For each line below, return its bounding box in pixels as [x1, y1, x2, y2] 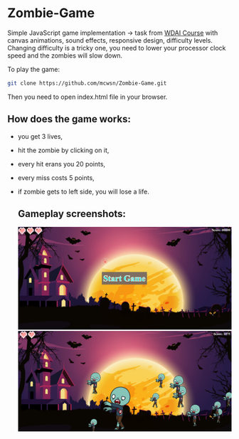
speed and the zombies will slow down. [7, 51, 123, 60]
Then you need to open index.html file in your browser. [7, 92, 168, 101]
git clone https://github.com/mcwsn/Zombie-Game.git [7, 80, 167, 87]
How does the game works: [7, 113, 132, 125]
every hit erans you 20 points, [17, 159, 105, 168]
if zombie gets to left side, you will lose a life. [17, 187, 149, 196]
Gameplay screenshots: [17, 208, 127, 220]
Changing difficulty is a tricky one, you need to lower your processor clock [7, 43, 226, 52]
